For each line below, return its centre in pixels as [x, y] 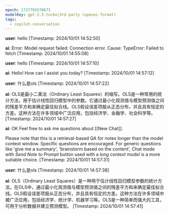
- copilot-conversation [35, 24]
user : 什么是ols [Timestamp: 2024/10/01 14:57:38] [57, 170]
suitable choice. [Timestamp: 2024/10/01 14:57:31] [58, 160]
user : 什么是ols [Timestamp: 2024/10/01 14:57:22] [57, 83]
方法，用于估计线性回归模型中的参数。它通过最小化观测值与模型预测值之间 [87, 100]
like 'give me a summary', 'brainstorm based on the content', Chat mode [80, 149]
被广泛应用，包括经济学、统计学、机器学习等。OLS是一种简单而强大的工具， [85, 200]
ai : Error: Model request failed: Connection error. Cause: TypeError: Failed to [84, 48]
